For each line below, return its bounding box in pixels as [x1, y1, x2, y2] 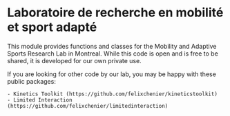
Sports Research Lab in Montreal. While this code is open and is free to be [7, 49, 219, 58]
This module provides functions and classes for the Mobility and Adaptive [7, 42, 217, 50]
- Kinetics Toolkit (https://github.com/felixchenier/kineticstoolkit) [7, 91, 218, 97]
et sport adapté [7, 19, 97, 35]
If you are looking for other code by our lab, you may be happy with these [7, 70, 216, 78]
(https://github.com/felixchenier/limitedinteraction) [7, 102, 169, 109]
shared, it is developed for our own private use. [7, 56, 142, 65]
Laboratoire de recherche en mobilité [7, 5, 224, 21]
